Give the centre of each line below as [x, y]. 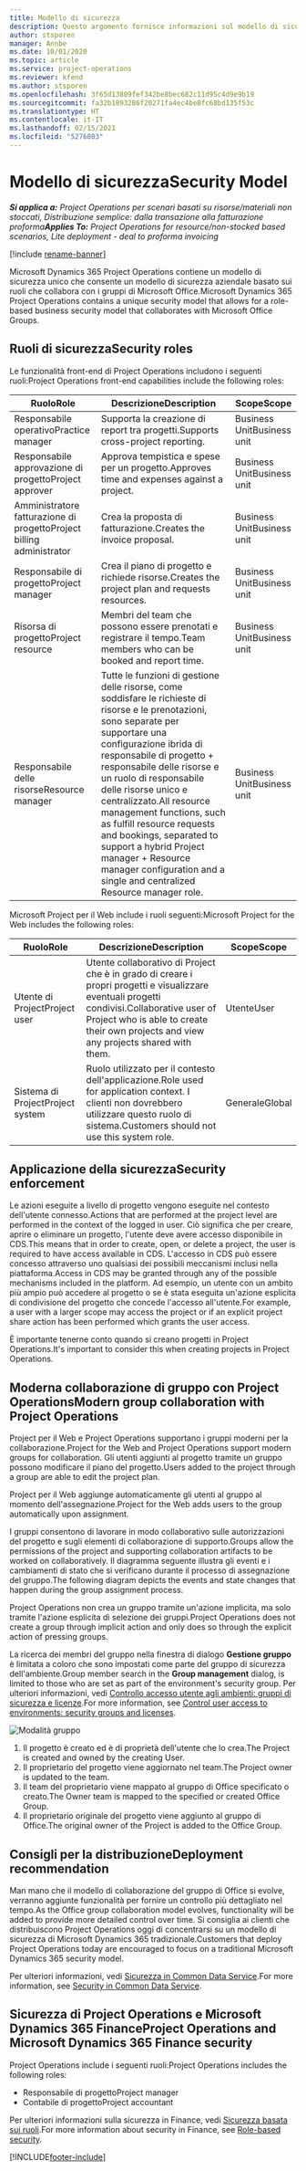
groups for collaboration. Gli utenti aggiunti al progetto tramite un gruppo [146, 1458]
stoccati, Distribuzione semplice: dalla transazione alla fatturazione [137, 216]
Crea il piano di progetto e [156, 565]
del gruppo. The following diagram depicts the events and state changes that [153, 1580]
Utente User [250, 1008]
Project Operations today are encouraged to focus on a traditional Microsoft [152, 1949]
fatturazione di [45, 517]
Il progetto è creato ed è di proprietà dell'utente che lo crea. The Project [156, 1748]
